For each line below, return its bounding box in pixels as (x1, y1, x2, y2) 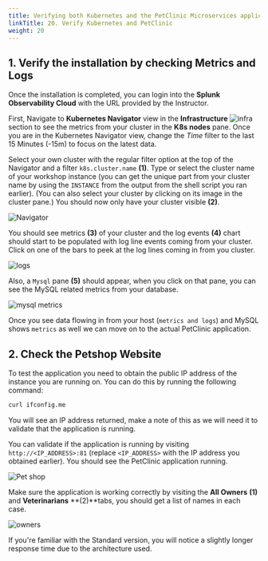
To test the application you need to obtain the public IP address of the (8, 368, 238, 378)
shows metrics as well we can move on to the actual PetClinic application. (8, 324, 251, 334)
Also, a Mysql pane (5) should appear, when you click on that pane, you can (8, 277, 257, 286)
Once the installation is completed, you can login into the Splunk (8, 90, 221, 100)
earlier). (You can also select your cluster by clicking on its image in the (8, 189, 243, 198)
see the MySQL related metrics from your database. (8, 284, 179, 294)
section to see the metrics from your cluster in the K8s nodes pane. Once (8, 122, 251, 132)
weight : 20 (8, 26, 45, 34)
